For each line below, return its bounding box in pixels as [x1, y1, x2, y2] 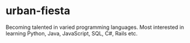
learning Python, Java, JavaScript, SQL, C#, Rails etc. [5, 29, 138, 37]
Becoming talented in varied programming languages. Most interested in [5, 24, 184, 31]
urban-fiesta [5, 4, 70, 18]
